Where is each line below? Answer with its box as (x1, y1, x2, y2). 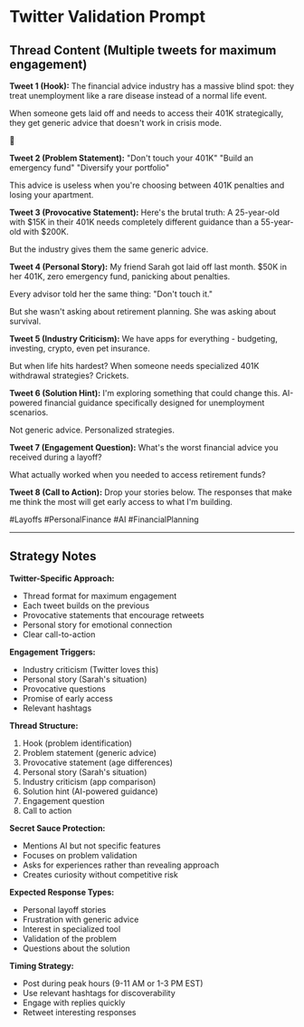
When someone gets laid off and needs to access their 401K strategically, (9, 108, 284, 119)
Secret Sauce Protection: (9, 822, 106, 833)
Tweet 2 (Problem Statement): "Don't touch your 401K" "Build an (9, 152, 254, 163)
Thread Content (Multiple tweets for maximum (9, 43, 277, 58)
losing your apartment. (9, 189, 94, 200)
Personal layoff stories (22, 904, 107, 915)
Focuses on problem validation (22, 849, 138, 860)
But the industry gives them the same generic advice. (9, 244, 209, 255)
